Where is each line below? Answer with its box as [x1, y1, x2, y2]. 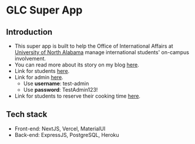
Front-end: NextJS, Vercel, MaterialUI [14, 125, 106, 132]
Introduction [6, 27, 53, 37]
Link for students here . [14, 68, 70, 74]
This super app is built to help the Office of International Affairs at [14, 42, 173, 49]
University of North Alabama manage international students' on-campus [14, 49, 190, 56]
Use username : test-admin [23, 80, 89, 87]
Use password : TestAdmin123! [23, 86, 98, 93]
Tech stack [6, 109, 48, 119]
